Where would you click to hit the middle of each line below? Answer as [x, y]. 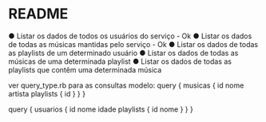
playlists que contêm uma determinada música [85, 69]
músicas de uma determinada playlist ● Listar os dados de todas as [120, 61]
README [38, 14]
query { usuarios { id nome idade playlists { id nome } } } [101, 109]
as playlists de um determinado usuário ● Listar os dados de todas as [123, 53]
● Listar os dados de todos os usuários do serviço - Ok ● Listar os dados [130, 36]
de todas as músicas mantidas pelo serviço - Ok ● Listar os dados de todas [133, 44]
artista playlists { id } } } [47, 93]
